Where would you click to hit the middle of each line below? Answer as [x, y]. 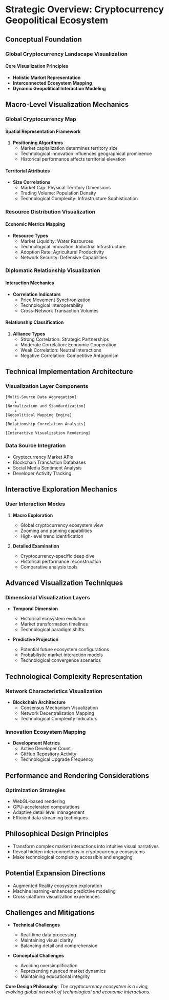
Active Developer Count [46, 749]
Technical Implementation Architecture [69, 372]
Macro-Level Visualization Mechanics [67, 104]
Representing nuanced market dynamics [63, 971]
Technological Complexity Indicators [59, 718]
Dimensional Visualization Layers [48, 597]
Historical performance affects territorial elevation [73, 159]
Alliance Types [29, 334]
